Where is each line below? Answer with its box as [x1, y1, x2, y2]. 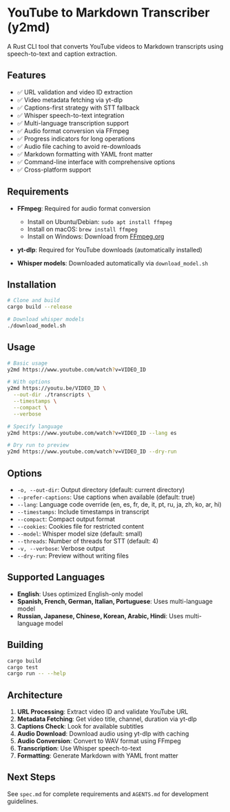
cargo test [7, 664, 39, 671]
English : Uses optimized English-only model [17, 589, 143, 598]
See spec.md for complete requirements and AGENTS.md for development [7, 789, 209, 798]
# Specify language [7, 423, 63, 430]
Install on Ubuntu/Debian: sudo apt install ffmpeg [27, 217, 172, 225]
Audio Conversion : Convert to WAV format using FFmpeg [17, 737, 181, 745]
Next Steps [7, 771, 56, 783]
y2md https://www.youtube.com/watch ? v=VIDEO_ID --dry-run [7, 448, 177, 456]
